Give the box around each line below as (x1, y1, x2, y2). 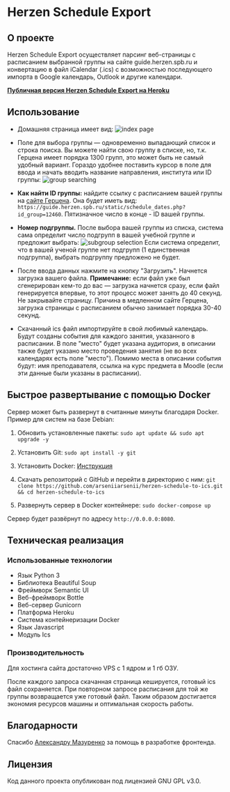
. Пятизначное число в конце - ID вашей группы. (61, 210, 205, 218)
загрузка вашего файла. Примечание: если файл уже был (17, 273, 190, 282)
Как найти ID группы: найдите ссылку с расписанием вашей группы (17, 189, 222, 197)
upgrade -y (17, 436, 49, 443)
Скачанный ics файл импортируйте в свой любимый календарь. (17, 324, 208, 333)
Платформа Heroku (17, 608, 74, 617)
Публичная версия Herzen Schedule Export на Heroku (7, 86, 170, 94)
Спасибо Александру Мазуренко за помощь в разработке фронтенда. (7, 738, 216, 747)
